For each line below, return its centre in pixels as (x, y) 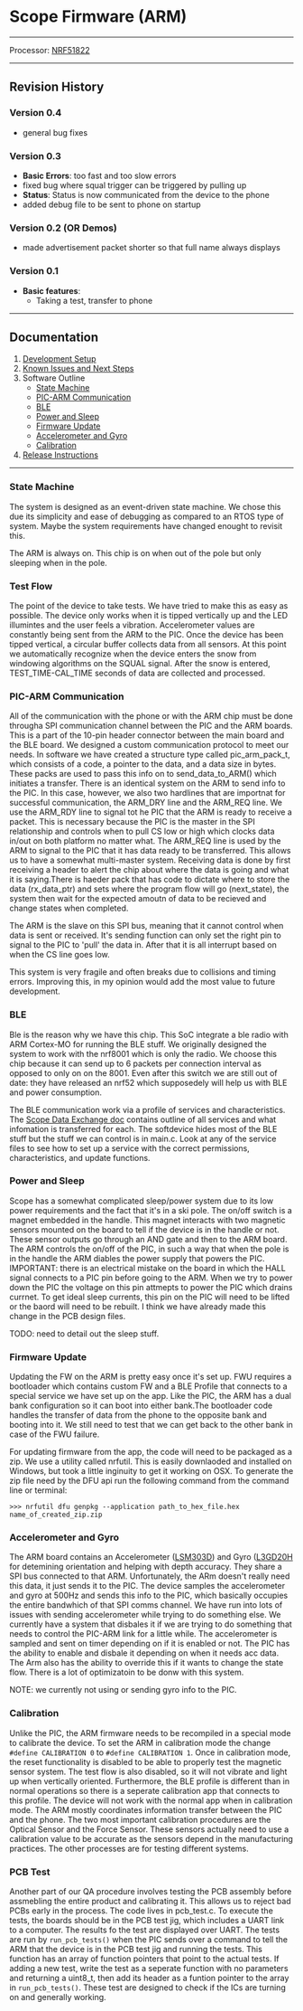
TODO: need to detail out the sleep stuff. (84, 1333)
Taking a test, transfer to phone (94, 300)
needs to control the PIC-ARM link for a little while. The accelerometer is (143, 1634)
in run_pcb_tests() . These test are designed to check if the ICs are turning (147, 1987)
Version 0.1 (34, 271)
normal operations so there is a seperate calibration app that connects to (145, 1790)
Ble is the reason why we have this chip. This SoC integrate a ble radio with (149, 1034)
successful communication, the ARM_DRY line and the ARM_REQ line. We (146, 803)
